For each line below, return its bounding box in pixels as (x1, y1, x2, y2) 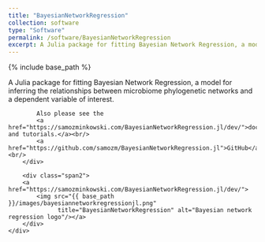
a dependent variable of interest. (8, 95, 114, 104)
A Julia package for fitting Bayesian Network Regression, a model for (8, 78, 233, 87)
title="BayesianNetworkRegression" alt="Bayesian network (58, 207, 252, 214)
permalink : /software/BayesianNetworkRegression (8, 33, 171, 42)
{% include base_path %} (8, 62, 91, 72)
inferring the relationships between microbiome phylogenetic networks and (8, 86, 253, 95)
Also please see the (36, 110, 104, 118)
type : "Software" (8, 26, 65, 34)
